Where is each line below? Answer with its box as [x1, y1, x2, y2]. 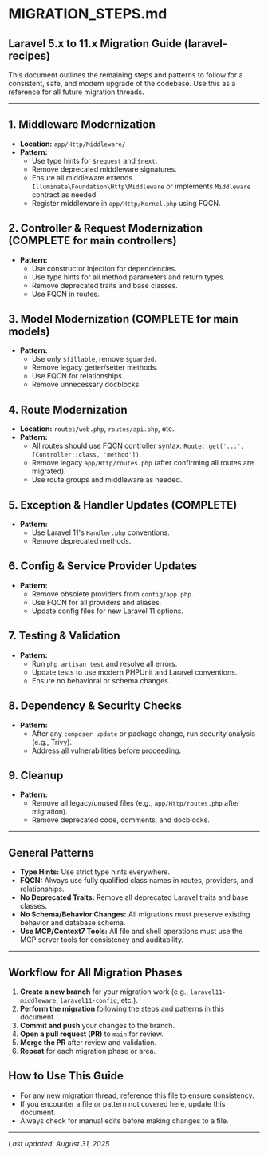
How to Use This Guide [8, 1069, 124, 1083]
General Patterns [8, 845, 94, 859]
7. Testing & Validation [8, 629, 121, 643]
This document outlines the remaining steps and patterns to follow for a [8, 70, 243, 80]
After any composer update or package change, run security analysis [31, 728, 255, 738]
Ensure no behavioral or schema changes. [31, 675, 171, 685]
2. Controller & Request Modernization [8, 221, 203, 236]
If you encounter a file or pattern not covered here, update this [19, 1099, 226, 1108]
